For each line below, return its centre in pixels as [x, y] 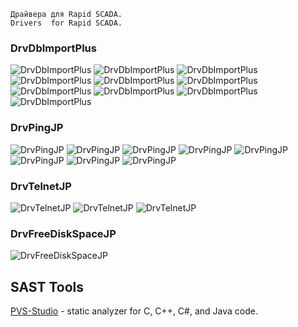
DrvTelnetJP [41, 186]
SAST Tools [47, 286]
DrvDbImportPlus [53, 48]
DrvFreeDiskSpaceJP [63, 233]
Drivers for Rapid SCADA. [66, 23]
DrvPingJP [37, 128]
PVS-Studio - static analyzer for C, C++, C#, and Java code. [134, 311]
